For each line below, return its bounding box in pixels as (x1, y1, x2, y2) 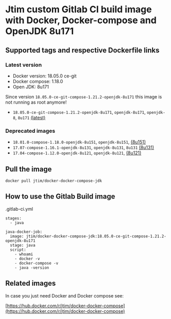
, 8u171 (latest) (15, 114, 46, 121)
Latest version (5, 61, 42, 68)
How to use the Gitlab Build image (5, 192, 116, 201)
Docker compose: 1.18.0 (12, 78, 63, 84)
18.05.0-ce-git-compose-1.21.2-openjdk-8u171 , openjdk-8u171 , (12, 109, 146, 115)
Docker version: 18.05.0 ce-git (12, 73, 77, 79)
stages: (5, 215, 22, 221)
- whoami (14, 251, 33, 257)
